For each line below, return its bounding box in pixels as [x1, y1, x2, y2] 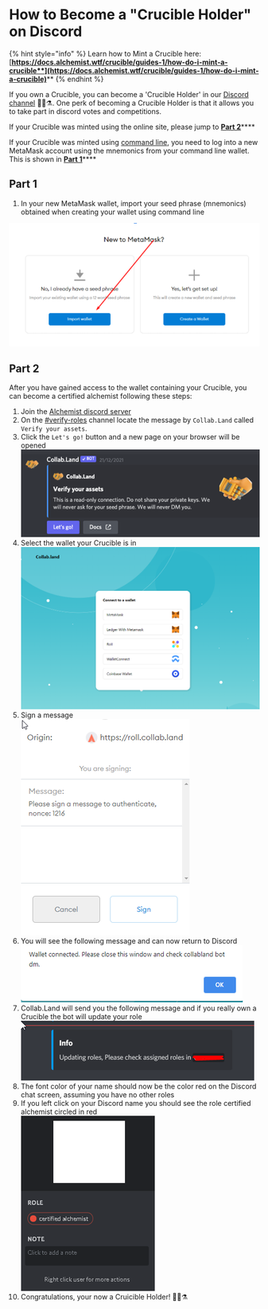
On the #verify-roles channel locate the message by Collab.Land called [20, 416, 254, 425]
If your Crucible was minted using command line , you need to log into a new [9, 137, 258, 147]
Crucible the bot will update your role [20, 1012, 142, 1022]
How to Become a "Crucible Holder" [9, 6, 251, 24]
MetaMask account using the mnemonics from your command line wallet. [9, 146, 250, 155]
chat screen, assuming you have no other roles [20, 1090, 175, 1100]
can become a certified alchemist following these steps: [9, 392, 192, 401]
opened [20, 440, 46, 451]
